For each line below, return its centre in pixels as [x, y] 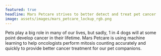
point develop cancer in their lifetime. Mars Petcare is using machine [75, 38]
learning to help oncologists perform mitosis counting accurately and [76, 43]
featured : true [21, 10]
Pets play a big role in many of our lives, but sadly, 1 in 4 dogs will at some [81, 33]
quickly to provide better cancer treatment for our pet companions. [74, 48]
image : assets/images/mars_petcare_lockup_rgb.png [58, 19]
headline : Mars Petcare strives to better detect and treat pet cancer [80, 14]
